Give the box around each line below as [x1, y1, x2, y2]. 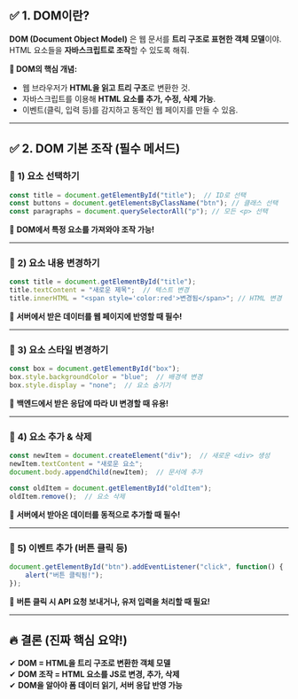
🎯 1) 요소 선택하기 [9, 170, 80, 183]
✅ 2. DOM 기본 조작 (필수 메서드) [9, 141, 180, 157]
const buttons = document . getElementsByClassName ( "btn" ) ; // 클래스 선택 [9, 198, 278, 208]
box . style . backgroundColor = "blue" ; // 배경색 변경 [9, 373, 203, 382]
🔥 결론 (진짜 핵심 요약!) [9, 633, 128, 648]
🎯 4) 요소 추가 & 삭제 [9, 431, 92, 443]
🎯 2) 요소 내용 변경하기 [9, 257, 100, 269]
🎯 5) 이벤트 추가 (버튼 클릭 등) [9, 541, 129, 554]
